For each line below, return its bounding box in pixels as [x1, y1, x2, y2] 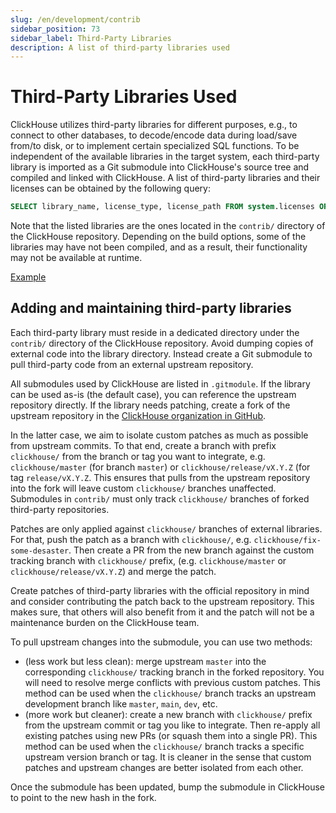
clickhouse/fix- [253, 535, 322, 545]
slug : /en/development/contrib [10, 14, 141, 25]
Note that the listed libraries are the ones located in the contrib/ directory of [10, 220, 326, 232]
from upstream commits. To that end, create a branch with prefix [10, 439, 277, 451]
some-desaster [10, 546, 70, 556]
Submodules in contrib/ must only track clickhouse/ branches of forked [10, 492, 310, 505]
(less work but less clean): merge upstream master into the [24, 655, 267, 667]
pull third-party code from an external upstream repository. [10, 358, 254, 370]
